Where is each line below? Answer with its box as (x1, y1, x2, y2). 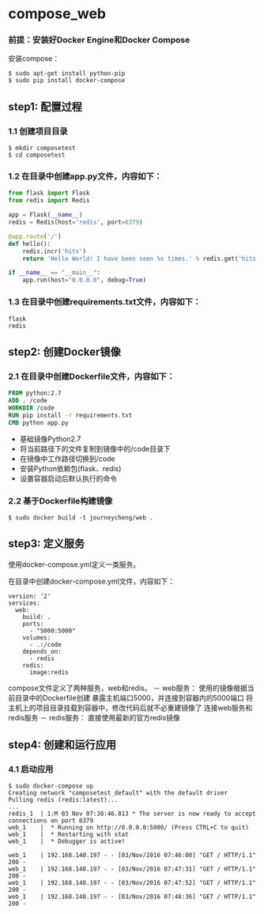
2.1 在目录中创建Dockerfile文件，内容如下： (8, 371, 175, 382)
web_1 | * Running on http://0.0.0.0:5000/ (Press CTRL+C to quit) (8, 824, 249, 832)
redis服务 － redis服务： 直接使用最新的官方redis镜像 (8, 712, 180, 722)
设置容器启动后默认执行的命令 (19, 474, 117, 483)
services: (8, 599, 41, 607)
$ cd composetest (8, 151, 66, 159)
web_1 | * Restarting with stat (8, 831, 129, 839)
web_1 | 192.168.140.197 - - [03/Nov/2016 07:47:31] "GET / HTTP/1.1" (8, 865, 257, 874)
